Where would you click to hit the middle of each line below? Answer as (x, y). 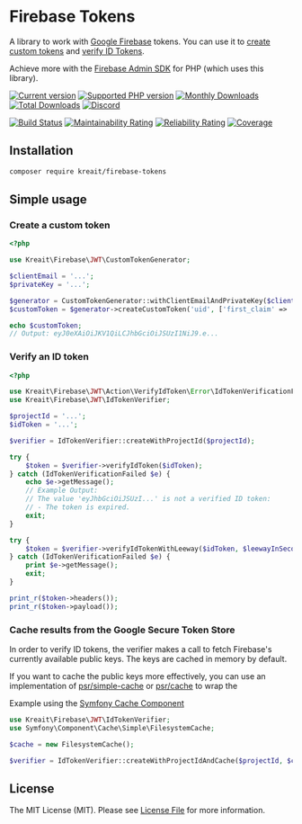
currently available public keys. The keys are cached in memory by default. (148, 659)
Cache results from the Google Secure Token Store (122, 630)
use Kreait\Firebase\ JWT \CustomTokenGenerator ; (100, 260)
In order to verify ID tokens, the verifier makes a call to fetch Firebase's (141, 649)
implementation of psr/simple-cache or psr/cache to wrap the (124, 686)
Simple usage (48, 200)
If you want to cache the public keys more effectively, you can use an (138, 676)
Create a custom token (60, 225)
